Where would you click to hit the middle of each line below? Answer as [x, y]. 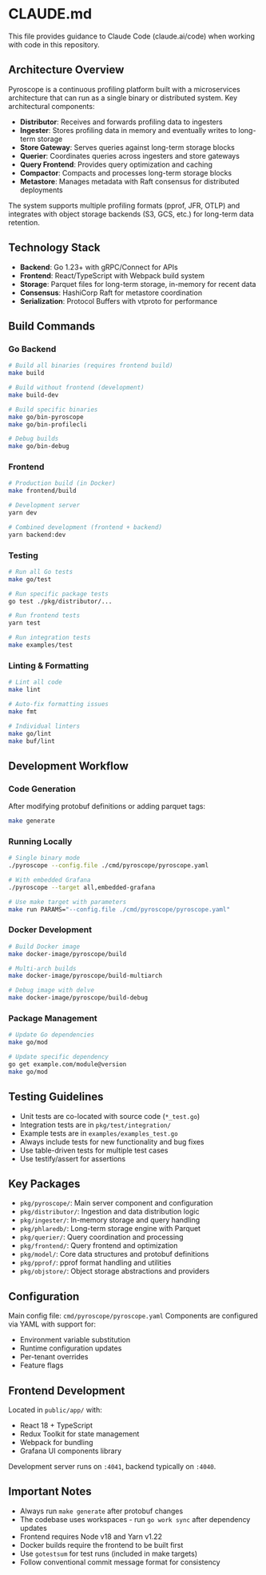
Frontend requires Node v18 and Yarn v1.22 [91, 1537]
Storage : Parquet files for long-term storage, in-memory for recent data [138, 284]
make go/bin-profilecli [48, 424]
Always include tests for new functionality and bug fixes [112, 1141]
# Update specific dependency [59, 1057]
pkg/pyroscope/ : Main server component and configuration [116, 1203]
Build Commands [52, 326]
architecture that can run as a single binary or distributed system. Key [123, 98]
